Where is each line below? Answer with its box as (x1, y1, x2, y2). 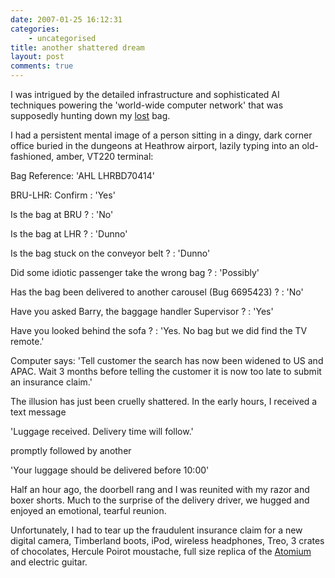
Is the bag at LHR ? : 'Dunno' (10, 228, 128, 240)
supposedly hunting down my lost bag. (10, 110, 171, 121)
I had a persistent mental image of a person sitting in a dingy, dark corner (10, 129, 313, 141)
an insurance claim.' (10, 376, 93, 388)
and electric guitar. (10, 556, 88, 568)
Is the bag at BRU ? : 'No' (10, 209, 114, 220)
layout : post (10, 52, 65, 62)
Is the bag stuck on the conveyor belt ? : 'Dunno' (10, 247, 211, 259)
